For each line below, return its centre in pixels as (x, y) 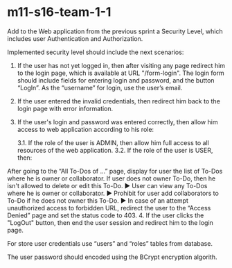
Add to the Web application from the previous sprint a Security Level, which (115, 31)
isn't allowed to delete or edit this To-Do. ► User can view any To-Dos (107, 185)
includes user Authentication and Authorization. (75, 38)
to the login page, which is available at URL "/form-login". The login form (121, 73)
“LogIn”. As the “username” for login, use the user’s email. (100, 87)
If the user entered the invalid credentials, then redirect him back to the (118, 101)
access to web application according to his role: (86, 129)
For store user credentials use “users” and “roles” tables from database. (110, 243)
